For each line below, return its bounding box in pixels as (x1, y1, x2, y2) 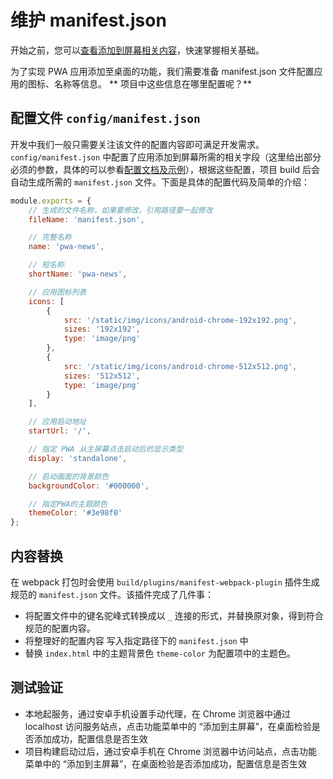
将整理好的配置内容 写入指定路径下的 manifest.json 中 (24, 634, 249, 646)
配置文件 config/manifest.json (10, 110, 201, 127)
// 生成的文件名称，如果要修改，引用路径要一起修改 (28, 205, 213, 215)
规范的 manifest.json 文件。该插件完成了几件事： (10, 588, 214, 600)
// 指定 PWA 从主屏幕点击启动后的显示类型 (28, 444, 184, 454)
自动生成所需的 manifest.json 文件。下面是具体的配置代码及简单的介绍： (10, 176, 310, 188)
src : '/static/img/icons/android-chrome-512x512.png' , (63, 361, 298, 371)
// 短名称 (28, 260, 65, 270)
